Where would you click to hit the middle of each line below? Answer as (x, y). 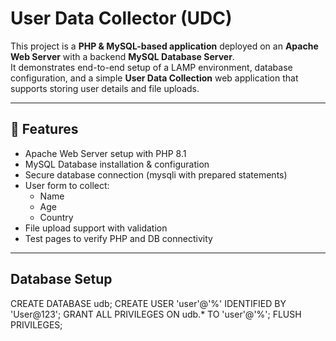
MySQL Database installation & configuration (117, 164)
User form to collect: (67, 185)
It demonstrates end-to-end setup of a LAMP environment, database (151, 67)
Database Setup (61, 279)
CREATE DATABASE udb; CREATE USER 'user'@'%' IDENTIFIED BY (148, 303)
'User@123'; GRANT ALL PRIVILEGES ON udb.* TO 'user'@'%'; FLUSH (156, 314)
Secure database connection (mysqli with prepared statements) (156, 174)
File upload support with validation (96, 228)
